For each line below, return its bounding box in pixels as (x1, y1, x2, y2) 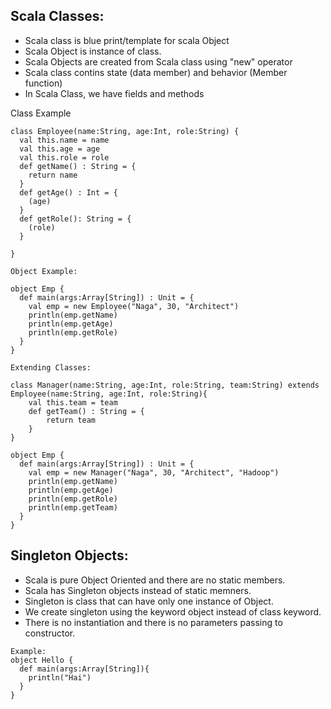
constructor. (24, 627, 76, 639)
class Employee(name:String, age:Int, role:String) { (10, 126, 240, 136)
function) (24, 77, 63, 89)
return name (28, 170, 78, 180)
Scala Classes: (10, 8, 105, 25)
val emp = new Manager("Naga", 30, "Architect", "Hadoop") (28, 467, 280, 478)
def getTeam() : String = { (28, 406, 145, 416)
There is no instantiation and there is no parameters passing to (24, 616, 283, 628)
